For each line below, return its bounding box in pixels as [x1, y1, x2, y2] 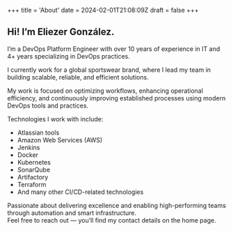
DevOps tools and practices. [7, 101, 89, 110]
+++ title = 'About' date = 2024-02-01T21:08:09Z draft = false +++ [7, 6, 200, 14]
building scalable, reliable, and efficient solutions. [7, 73, 149, 81]
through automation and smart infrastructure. [7, 209, 137, 217]
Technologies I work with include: [7, 114, 104, 123]
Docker [17, 150, 39, 159]
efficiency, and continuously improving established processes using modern [7, 94, 226, 102]
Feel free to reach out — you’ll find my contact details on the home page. [7, 216, 217, 224]
